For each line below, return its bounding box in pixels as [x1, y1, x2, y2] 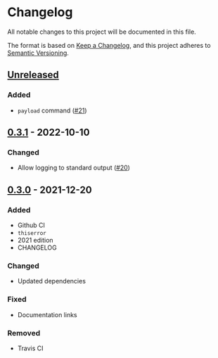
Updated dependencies [17, 277, 86, 286]
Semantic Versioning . [7, 49, 69, 57]
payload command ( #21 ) [17, 106, 87, 115]
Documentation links [17, 310, 77, 319]
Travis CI [17, 344, 44, 352]
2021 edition [17, 236, 54, 244]
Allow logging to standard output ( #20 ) [17, 163, 130, 172]
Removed [7, 328, 41, 338]
